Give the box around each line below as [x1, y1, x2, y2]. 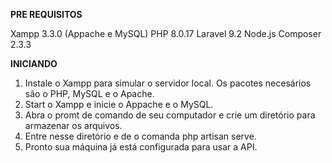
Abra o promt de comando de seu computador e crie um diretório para [24, 109, 316, 121]
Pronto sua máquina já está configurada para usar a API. [24, 141, 258, 153]
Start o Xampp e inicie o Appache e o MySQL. [24, 99, 214, 110]
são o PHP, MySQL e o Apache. [24, 88, 155, 99]
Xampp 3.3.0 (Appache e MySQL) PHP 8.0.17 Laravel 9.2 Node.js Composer [10, 28, 322, 39]
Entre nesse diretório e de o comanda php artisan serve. [24, 130, 257, 142]
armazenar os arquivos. [24, 120, 123, 131]
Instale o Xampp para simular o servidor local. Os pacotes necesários [24, 77, 312, 89]
